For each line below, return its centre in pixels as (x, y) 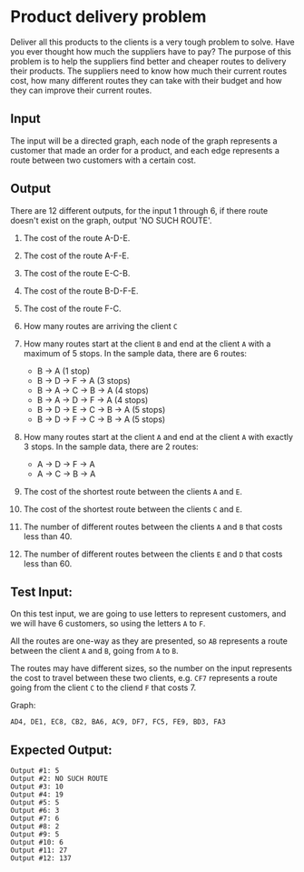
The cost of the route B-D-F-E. (81, 291)
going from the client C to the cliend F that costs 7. (103, 687)
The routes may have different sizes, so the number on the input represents (152, 668)
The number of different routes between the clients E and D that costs (153, 554)
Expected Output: (61, 750)
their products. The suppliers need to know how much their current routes (149, 71)
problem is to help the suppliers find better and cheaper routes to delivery (148, 61)
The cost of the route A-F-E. (76, 256)
